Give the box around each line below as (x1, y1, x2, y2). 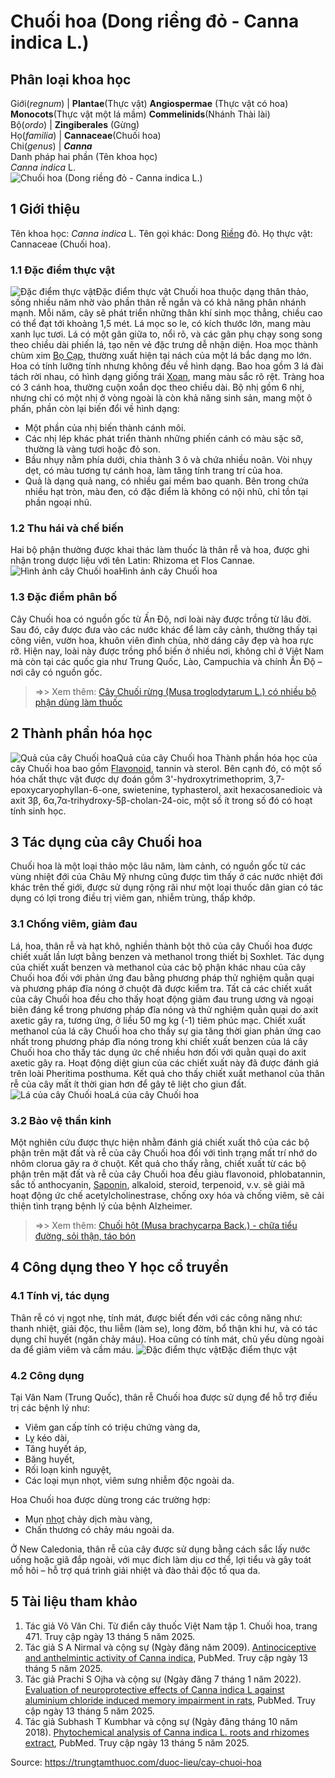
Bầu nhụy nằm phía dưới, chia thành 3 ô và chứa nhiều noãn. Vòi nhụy (24, 454, 313, 466)
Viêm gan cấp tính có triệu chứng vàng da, (24, 1421, 201, 1433)
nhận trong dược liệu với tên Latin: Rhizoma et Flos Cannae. (10, 555, 256, 567)
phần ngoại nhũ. (24, 496, 93, 509)
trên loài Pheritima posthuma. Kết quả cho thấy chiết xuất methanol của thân (10, 1067, 325, 1079)
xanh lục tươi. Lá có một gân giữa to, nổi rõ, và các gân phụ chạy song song (10, 328, 323, 340)
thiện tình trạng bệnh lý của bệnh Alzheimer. (10, 1200, 193, 1212)
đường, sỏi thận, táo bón (34, 1230, 136, 1242)
